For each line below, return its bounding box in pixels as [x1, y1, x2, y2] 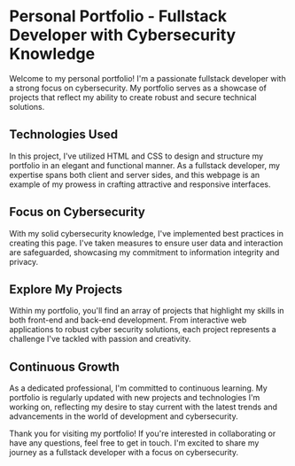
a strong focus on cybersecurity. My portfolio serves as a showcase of [9, 82, 268, 93]
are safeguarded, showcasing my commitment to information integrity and [9, 246, 280, 258]
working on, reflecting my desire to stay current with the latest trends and [9, 401, 277, 413]
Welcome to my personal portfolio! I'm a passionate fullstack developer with [9, 73, 286, 83]
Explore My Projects [9, 282, 123, 297]
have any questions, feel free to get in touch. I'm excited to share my [9, 438, 260, 448]
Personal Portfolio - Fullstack [9, 6, 228, 27]
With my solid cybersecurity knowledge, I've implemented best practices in [9, 228, 283, 238]
